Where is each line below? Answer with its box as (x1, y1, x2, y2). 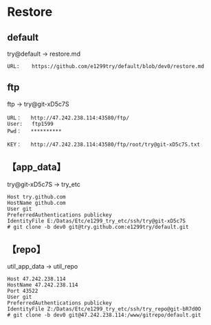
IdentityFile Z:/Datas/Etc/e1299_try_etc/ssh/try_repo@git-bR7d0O (7, 306, 201, 313)
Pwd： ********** (7, 128, 62, 135)
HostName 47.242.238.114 (7, 282, 78, 289)
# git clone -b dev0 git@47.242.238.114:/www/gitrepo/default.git (7, 312, 201, 319)
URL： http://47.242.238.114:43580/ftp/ (7, 114, 129, 121)
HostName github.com (7, 199, 67, 206)
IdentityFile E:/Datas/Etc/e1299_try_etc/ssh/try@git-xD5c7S (7, 217, 186, 224)
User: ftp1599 (7, 120, 54, 127)
